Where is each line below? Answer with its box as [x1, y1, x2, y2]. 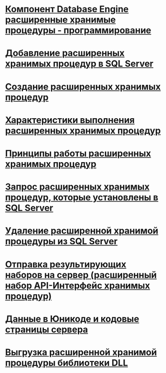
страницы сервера [5, 324, 88, 335]
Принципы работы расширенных [5, 148, 151, 159]
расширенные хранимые [5, 14, 116, 25]
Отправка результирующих [5, 258, 127, 270]
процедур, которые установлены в [5, 192, 159, 203]
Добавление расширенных [5, 47, 125, 59]
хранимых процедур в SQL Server [5, 58, 154, 69]
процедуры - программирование [5, 25, 152, 36]
